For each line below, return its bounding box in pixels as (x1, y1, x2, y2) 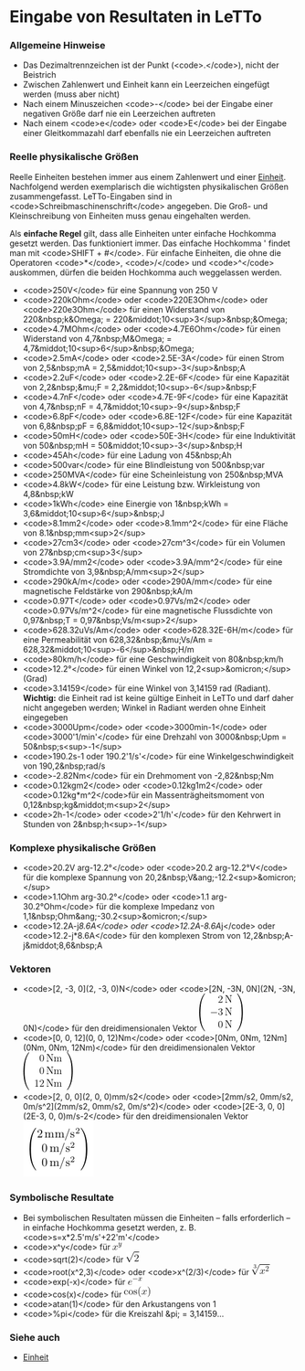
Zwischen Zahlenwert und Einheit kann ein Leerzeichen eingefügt (22, 80, 270, 90)
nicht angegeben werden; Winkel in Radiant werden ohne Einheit (22, 702, 267, 713)
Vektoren (9, 962, 52, 975)
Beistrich (22, 69, 57, 80)
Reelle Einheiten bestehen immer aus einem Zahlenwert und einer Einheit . (9, 171, 286, 182)
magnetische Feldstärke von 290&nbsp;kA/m (22, 585, 194, 596)
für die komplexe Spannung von (22, 872, 143, 883)
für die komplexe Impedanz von (95, 901, 215, 912)
